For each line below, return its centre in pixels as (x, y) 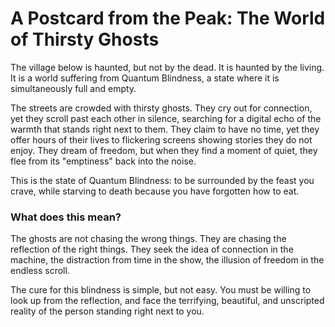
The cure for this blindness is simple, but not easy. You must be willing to (161, 290)
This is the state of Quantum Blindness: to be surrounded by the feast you (162, 180)
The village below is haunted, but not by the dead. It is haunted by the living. (167, 67)
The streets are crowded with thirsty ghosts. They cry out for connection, (161, 108)
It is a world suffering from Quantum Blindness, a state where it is (145, 78)
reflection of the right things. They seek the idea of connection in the (152, 249)
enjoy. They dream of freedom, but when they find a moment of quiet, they (164, 150)
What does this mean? (66, 217)
